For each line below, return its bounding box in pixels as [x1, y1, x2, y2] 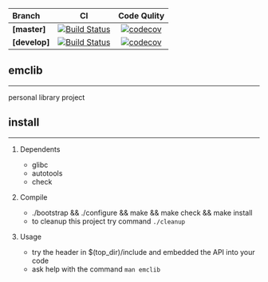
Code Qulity [118, 10, 165, 21]
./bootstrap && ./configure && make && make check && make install [31, 208, 253, 217]
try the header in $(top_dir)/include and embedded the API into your [31, 247, 255, 256]
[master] [12, 24, 46, 34]
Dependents [19, 144, 61, 154]
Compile [19, 192, 48, 202]
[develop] [12, 37, 50, 47]
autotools [31, 168, 63, 178]
